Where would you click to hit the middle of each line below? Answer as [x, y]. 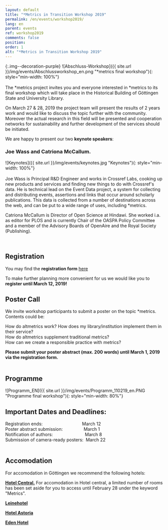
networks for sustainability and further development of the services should [82, 124]
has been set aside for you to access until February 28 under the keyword [81, 488]
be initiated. [17, 129]
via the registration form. [32, 358]
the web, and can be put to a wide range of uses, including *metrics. [76, 205]
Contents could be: [25, 317]
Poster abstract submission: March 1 [53, 429]
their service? [19, 332]
